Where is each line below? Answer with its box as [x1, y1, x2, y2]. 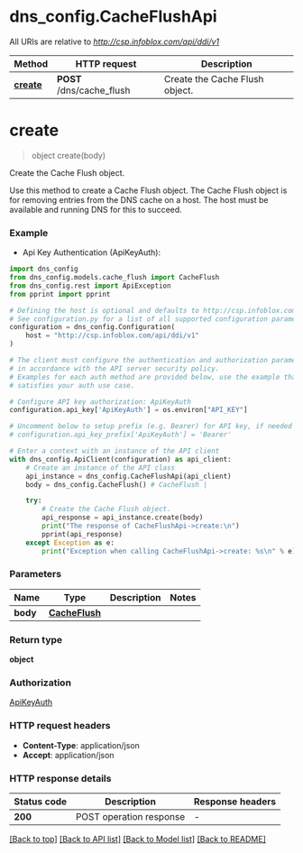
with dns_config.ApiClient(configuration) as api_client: [9, 454, 232, 463]
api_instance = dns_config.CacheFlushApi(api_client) [25, 472, 232, 481]
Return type [9, 633, 63, 646]
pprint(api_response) [41, 529, 124, 538]
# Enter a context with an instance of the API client [9, 446, 220, 456]
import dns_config [9, 264, 78, 274]
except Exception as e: [25, 538, 115, 547]
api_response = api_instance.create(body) [41, 513, 204, 522]
